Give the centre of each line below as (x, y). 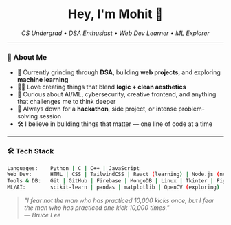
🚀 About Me (27, 57)
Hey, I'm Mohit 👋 (115, 14)
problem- (191, 109)
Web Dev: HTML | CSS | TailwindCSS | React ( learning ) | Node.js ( (113, 175)
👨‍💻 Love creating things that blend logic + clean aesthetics (101, 87)
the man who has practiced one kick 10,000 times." (97, 208)
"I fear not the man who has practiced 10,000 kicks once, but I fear (119, 201)
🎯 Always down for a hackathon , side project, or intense (97, 109)
